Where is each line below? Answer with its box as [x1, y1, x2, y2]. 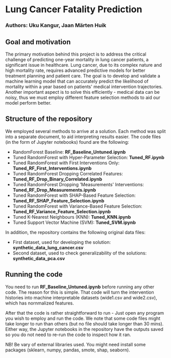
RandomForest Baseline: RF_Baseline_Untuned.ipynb [12, 149, 126, 155]
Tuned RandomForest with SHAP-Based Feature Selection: [12, 192, 136, 198]
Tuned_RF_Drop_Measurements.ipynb [12, 187, 96, 193]
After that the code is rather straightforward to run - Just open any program [5, 310, 164, 316]
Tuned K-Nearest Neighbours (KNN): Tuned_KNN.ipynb [12, 214, 131, 220]
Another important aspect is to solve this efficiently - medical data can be [5, 89, 160, 95]
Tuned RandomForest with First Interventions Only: [12, 160, 120, 166]
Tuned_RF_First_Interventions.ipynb [12, 165, 92, 171]
